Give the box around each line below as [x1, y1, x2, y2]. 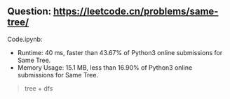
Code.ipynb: [7, 35, 43, 43]
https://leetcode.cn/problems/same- [53, 6, 219, 17]
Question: [7, 6, 52, 17]
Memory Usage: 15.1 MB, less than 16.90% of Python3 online [17, 63, 193, 72]
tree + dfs [24, 84, 53, 93]
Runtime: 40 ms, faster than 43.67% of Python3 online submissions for [17, 48, 223, 56]
